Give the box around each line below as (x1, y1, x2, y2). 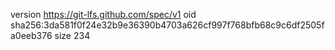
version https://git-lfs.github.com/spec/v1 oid (10, 9, 197, 20)
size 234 (54, 30, 91, 41)
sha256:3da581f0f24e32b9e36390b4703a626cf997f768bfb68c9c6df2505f (10, 19, 325, 31)
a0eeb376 (10, 30, 53, 41)
